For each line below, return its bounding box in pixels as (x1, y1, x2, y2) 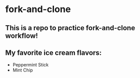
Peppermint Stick (12, 62, 49, 68)
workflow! (5, 31, 38, 40)
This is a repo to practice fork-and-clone (5, 24, 135, 32)
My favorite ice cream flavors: (5, 48, 102, 57)
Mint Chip (12, 67, 33, 73)
